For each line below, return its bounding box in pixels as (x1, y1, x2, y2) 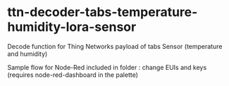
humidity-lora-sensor (7, 19, 137, 35)
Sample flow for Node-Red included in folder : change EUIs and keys (7, 63, 207, 71)
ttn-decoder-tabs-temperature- (7, 4, 198, 20)
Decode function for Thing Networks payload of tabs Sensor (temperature (7, 42, 223, 50)
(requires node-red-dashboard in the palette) (7, 71, 139, 79)
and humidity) (7, 50, 48, 58)
